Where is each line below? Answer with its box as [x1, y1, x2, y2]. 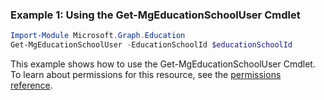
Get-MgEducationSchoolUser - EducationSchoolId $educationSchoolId [10, 40, 293, 50]
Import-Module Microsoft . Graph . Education [10, 31, 186, 41]
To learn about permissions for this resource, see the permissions [10, 69, 282, 81]
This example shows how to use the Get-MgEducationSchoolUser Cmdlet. [10, 58, 316, 70]
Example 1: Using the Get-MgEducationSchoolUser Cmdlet [10, 8, 301, 22]
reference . [10, 79, 53, 92]
